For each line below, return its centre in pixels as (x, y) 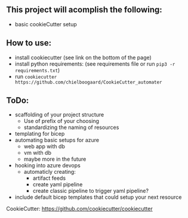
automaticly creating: (50, 172)
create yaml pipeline (58, 185)
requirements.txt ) (37, 70)
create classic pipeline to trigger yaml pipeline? (91, 191)
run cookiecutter (36, 76)
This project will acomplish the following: (84, 10)
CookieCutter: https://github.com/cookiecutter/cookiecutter (80, 209)
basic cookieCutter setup (46, 24)
